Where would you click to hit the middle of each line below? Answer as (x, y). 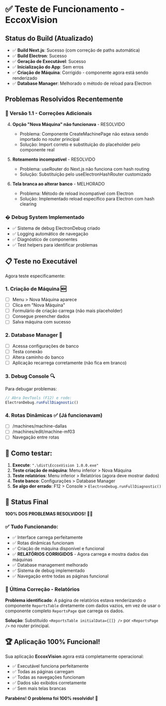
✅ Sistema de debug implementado (49, 571)
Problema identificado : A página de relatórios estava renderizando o (76, 600)
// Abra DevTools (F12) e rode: (38, 398)
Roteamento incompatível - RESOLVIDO (54, 159)
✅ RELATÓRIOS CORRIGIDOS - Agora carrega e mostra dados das (80, 554)
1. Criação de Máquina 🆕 (36, 289)
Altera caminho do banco (38, 357)
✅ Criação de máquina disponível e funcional (58, 549)
